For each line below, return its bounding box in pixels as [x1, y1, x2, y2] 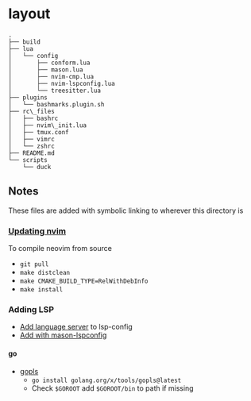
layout [8, 5, 51, 23]
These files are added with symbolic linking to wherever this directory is [8, 206, 244, 215]
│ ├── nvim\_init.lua [8, 121, 87, 129]
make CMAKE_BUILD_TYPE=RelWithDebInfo [19, 277, 149, 286]
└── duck [22, 163, 52, 171]
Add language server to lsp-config [19, 322, 133, 332]
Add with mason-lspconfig [19, 330, 107, 340]
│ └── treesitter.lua [8, 87, 102, 94]
